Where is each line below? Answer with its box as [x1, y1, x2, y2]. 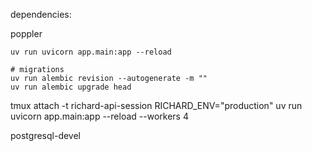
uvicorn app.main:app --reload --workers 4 [10, 110, 189, 122]
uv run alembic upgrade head [10, 82, 132, 92]
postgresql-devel [10, 130, 81, 141]
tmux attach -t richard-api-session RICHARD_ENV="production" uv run [10, 100, 303, 111]
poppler [10, 28, 43, 39]
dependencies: [10, 9, 72, 20]
